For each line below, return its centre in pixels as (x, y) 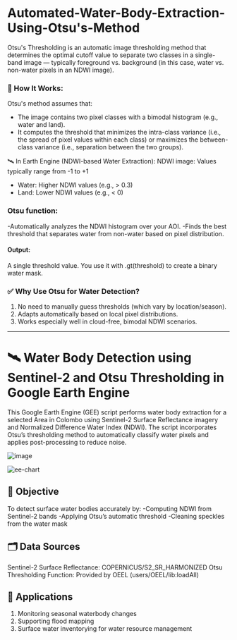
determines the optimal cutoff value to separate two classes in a (101, 55)
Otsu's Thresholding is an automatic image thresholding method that (107, 47)
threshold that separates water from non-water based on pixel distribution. (116, 233)
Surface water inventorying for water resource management (105, 629)
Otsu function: (33, 211)
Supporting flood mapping (56, 621)
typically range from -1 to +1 (48, 171)
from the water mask (38, 524)
